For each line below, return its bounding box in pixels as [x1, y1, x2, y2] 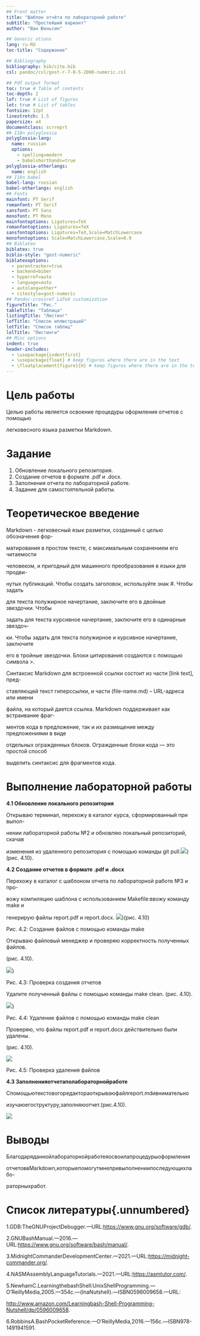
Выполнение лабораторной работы [6, 780, 192, 794]
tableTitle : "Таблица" [6, 307, 62, 313]
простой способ [6, 747, 48, 755]
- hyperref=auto [11, 274, 52, 280]
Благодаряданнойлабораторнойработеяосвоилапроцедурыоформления [6, 1153, 190, 1160]
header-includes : [6, 346, 49, 352]
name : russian [11, 141, 46, 147]
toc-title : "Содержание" [6, 47, 68, 54]
